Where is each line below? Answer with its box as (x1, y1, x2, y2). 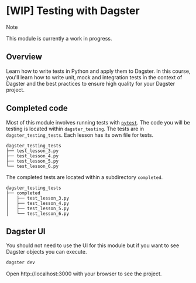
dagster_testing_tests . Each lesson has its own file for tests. (6, 131, 154, 139)
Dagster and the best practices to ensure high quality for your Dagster (6, 80, 176, 87)
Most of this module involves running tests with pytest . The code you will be (6, 119, 190, 126)
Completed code (6, 103, 68, 113)
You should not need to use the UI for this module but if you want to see (6, 242, 180, 249)
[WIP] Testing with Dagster (6, 4, 140, 18)
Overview (6, 52, 43, 62)
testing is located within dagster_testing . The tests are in (6, 125, 145, 132)
